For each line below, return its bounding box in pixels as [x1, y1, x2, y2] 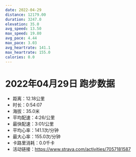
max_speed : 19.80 [5, 31, 42, 36]
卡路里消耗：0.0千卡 [12, 140, 55, 146]
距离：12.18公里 [12, 96, 45, 102]
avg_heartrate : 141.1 [5, 45, 51, 50]
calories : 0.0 [5, 54, 35, 60]
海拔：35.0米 [12, 108, 40, 114]
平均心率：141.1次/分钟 [12, 127, 59, 133]
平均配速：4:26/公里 [12, 114, 55, 121]
